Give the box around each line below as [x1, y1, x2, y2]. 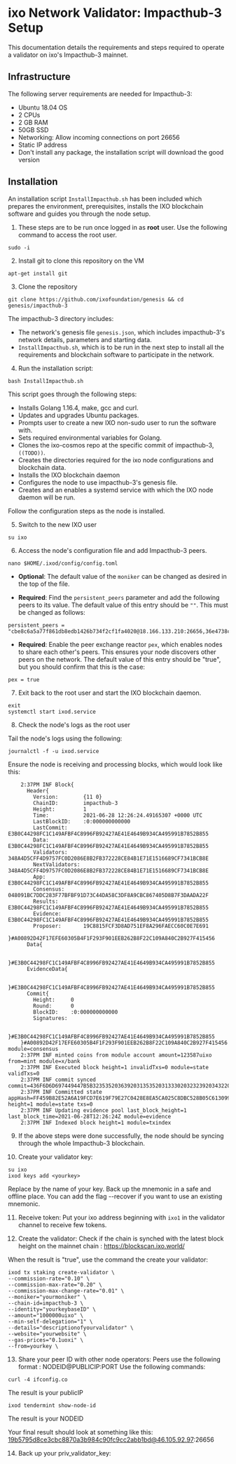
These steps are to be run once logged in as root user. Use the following [18, 223, 228, 231]
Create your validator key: [18, 1152, 93, 1161]
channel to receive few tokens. [18, 1220, 107, 1229]
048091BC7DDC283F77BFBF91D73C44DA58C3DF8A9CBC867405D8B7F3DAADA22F [8, 891, 209, 898]
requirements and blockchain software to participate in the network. [18, 350, 214, 359]
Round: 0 [33, 1002, 74, 1009]
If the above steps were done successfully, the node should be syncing [18, 1131, 224, 1139]
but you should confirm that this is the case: [18, 662, 146, 671]
